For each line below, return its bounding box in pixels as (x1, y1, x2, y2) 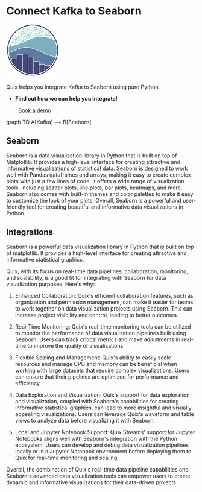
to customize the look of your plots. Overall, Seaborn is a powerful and (6, 197, 182, 204)
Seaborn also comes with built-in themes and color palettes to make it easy (6, 190, 194, 197)
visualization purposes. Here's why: (6, 280, 95, 288)
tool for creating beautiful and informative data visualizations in (27, 203, 184, 210)
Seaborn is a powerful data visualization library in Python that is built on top (6, 243, 194, 250)
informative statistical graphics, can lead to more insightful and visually (14, 404, 192, 411)
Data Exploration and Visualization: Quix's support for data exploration (14, 391, 190, 399)
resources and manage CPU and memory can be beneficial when (14, 360, 178, 367)
